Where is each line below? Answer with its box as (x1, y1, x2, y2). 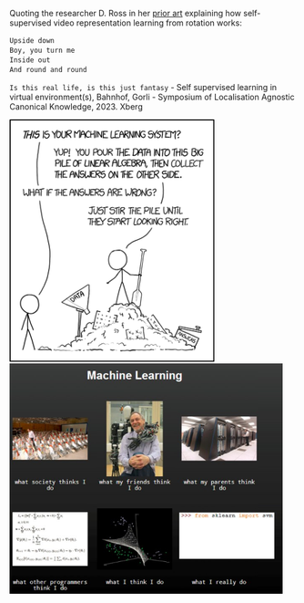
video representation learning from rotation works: (53, 17, 243, 28)
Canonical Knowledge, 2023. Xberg (9, 100, 143, 112)
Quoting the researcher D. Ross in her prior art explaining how (9, 8, 242, 18)
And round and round (9, 65, 88, 74)
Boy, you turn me (9, 46, 76, 55)
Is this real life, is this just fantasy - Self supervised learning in (9, 81, 278, 92)
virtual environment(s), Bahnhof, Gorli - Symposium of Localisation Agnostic (9, 91, 295, 102)
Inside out (9, 55, 51, 65)
